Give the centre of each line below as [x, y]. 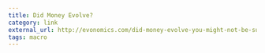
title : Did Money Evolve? [50, 15]
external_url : [32, 30]
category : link [33, 23]
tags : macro [28, 37]
